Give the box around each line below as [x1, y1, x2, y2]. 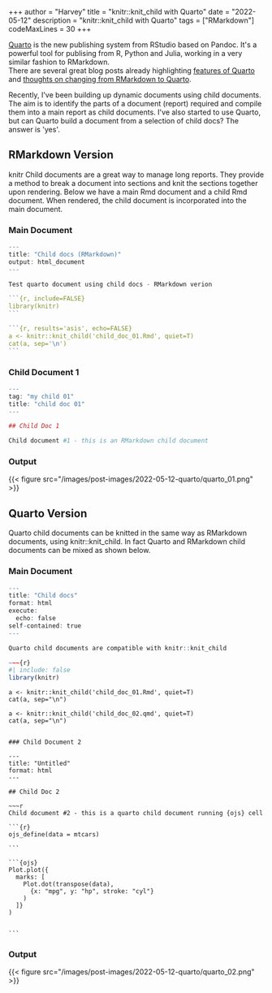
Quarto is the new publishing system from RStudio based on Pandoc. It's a [8, 40, 257, 50]
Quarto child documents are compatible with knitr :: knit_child [8, 644, 227, 652]
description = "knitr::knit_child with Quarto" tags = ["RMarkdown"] [32, 15, 254, 25]
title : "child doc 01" [8, 399, 85, 408]
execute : [8, 607, 38, 615]
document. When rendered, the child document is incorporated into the [8, 195, 247, 205]
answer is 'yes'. [8, 125, 61, 134]
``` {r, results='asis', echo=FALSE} [8, 325, 132, 333]
